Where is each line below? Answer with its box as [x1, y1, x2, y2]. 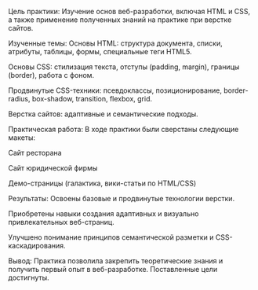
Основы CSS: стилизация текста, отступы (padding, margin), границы [8, 62, 240, 72]
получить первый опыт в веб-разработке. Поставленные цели [8, 265, 218, 273]
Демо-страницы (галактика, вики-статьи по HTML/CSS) [8, 178, 197, 188]
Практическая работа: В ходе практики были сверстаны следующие [8, 125, 239, 134]
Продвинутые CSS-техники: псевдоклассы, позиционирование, [8, 86, 222, 95]
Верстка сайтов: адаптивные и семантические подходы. [8, 109, 198, 119]
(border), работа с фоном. [8, 71, 95, 79]
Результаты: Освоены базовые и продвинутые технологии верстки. [8, 194, 235, 203]
